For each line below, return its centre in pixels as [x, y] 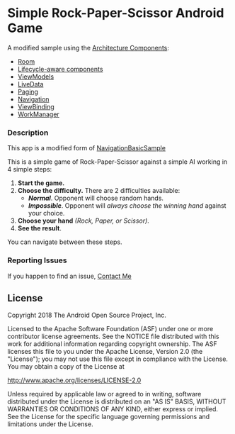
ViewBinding [36, 106]
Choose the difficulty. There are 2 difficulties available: [99, 191]
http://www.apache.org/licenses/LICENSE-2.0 [74, 380]
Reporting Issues [37, 260]
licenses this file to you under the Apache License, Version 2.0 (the [105, 352]
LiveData [30, 84]
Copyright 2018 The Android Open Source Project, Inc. [87, 315]
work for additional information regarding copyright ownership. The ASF [112, 344]
